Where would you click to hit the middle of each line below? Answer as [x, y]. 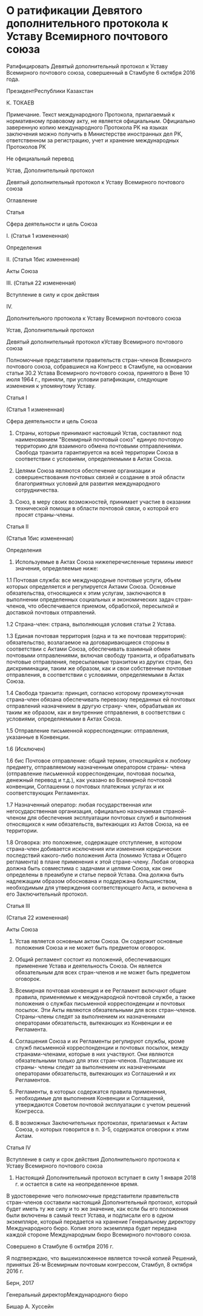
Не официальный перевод [40, 158]
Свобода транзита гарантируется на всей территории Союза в [97, 452]
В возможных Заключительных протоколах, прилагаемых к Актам [101, 1123]
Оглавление [22, 200]
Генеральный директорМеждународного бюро [67, 1294]
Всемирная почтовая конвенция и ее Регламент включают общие [101, 990]
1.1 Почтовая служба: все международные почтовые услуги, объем [94, 580]
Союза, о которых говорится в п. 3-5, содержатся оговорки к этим [102, 1129]
